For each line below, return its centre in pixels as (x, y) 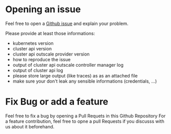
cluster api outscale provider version (51, 54)
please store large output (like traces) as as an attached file (75, 75)
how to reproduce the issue (42, 59)
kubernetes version (33, 43)
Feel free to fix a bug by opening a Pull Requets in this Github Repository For (86, 116)
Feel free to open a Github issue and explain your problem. (67, 23)
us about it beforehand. (30, 126)
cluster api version (32, 48)
